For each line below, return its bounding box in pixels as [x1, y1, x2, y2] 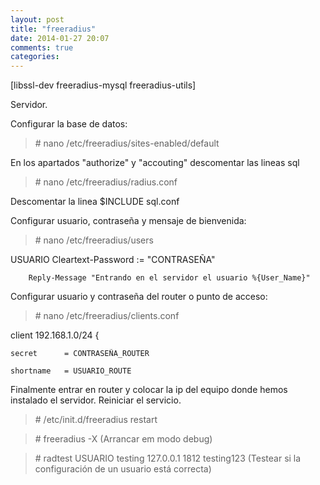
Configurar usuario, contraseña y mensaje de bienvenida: [10, 215, 247, 227]
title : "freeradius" [10, 24, 97, 34]
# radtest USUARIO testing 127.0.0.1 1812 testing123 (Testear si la [34, 452, 302, 465]
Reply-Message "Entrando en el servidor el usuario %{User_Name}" [28, 273, 311, 283]
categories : [10, 52, 60, 62]
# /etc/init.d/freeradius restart [34, 414, 158, 426]
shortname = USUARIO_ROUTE [10, 366, 132, 376]
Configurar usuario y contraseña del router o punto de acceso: [10, 291, 268, 303]
